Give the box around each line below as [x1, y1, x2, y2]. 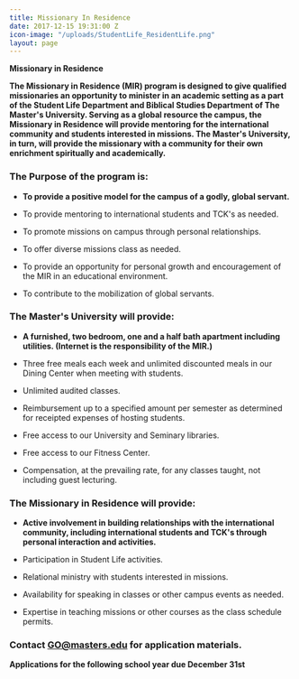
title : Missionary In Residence [9, 13, 131, 23]
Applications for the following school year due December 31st [9, 659, 246, 670]
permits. [22, 616, 54, 628]
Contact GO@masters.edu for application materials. [9, 638, 242, 651]
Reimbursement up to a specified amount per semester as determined [22, 403, 283, 414]
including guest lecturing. [22, 474, 117, 485]
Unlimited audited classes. [22, 385, 121, 395]
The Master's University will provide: [9, 311, 175, 323]
